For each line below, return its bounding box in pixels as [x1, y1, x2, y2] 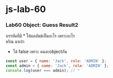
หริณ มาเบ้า [5, 39, 24, 45]
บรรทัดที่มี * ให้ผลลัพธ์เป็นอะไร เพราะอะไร [5, 33, 75, 39]
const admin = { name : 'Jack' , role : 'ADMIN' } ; [5, 63, 109, 68]
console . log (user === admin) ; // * [5, 68, 80, 73]
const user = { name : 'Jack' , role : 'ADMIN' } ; [5, 59, 107, 64]
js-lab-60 [5, 4, 46, 15]
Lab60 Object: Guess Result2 [5, 22, 78, 29]
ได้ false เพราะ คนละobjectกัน [12, 49, 67, 55]
